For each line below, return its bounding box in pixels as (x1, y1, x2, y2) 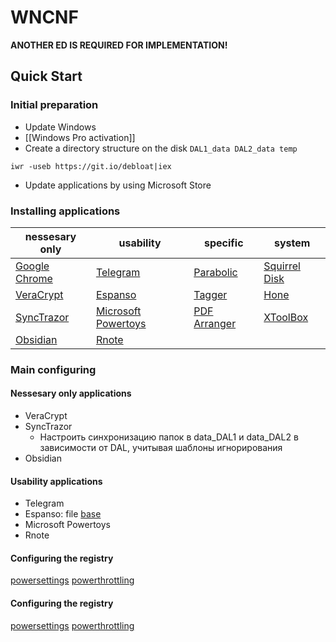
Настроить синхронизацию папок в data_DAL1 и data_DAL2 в (39, 431, 299, 443)
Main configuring (10, 362, 97, 376)
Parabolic (193, 265, 238, 279)
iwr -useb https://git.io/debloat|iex (10, 161, 172, 171)
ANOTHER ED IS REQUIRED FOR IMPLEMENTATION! (10, 39, 228, 51)
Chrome (15, 271, 53, 285)
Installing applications (10, 204, 121, 218)
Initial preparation (10, 98, 99, 112)
